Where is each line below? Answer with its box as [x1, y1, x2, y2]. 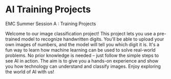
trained [5, 36, 20, 42]
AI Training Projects [5, 4, 91, 15]
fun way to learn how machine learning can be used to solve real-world [5, 47, 156, 53]
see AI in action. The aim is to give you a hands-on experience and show [5, 57, 159, 64]
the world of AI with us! [5, 68, 55, 75]
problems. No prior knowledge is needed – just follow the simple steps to [5, 52, 159, 58]
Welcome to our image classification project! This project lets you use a [5, 30, 156, 36]
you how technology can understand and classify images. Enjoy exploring [5, 63, 161, 69]
